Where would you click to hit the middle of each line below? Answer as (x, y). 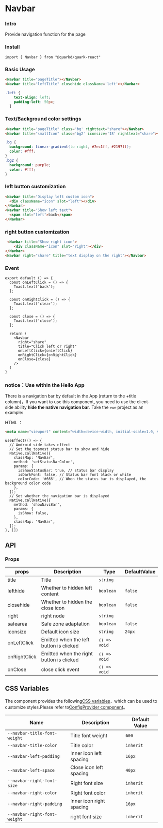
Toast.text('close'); (35, 321)
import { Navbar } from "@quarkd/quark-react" (53, 57)
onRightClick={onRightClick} (47, 355)
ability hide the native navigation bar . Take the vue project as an (79, 407)
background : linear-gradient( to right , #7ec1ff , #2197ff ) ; (70, 147)
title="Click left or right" (47, 347)
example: (14, 413)
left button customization (35, 187)
